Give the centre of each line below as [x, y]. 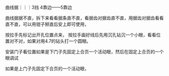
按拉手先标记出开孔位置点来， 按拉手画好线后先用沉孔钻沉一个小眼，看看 [81, 35]
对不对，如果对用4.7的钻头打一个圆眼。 [50, 41]
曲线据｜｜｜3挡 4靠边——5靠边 [38, 7]
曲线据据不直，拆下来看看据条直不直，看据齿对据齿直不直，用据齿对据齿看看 [84, 18]
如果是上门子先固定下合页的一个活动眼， [47, 68]
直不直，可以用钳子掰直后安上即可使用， [47, 24]
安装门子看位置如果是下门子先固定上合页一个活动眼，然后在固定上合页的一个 [84, 52]
